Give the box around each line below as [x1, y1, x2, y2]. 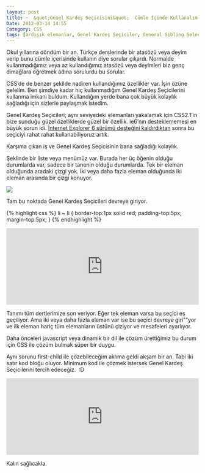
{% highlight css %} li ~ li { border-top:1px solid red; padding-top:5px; [6, 210, 182, 217]
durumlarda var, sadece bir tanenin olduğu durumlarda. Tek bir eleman [6, 161, 184, 168]
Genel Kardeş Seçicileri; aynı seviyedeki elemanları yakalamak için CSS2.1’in [6, 112, 198, 119]
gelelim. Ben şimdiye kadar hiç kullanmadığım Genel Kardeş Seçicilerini [6, 86, 185, 94]
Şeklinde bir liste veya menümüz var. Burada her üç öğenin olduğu [6, 154, 173, 162]
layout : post [6, 9, 40, 15]
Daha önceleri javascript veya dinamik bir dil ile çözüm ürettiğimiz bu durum [6, 335, 197, 342]
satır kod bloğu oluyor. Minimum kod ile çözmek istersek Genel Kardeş [6, 360, 183, 367]
